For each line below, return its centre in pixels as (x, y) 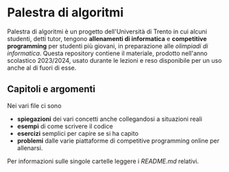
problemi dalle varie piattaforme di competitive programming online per (118, 141)
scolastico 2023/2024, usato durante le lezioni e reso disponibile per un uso (114, 60)
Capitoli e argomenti (51, 89)
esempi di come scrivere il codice (65, 126)
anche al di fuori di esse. (42, 68)
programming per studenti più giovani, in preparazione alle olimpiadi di (108, 46)
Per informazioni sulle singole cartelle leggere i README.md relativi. (103, 161)
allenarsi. (30, 147)
